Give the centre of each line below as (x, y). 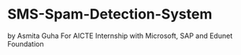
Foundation (26, 43)
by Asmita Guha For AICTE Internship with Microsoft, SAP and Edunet (120, 36)
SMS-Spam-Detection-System (110, 14)
